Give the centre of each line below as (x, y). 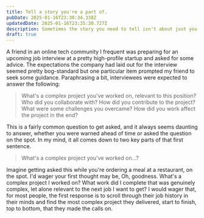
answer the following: (33, 84)
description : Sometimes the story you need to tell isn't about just (97, 29)
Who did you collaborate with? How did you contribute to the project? (108, 102)
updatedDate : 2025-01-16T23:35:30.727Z (57, 23)
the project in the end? (49, 115)
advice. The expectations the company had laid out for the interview (92, 65)
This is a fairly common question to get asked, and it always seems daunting (102, 127)
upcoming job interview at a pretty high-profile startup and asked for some (100, 58)
